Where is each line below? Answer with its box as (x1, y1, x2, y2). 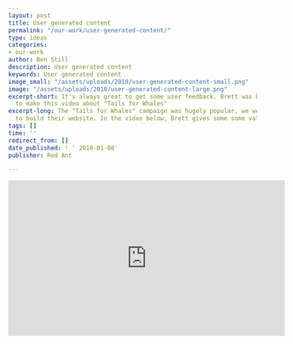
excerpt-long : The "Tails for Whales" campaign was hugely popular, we (8, 108, 249, 115)
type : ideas (8, 33, 47, 42)
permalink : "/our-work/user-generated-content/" (8, 26, 171, 34)
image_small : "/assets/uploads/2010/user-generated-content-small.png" (8, 77, 249, 85)
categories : (8, 41, 47, 49)
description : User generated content (8, 63, 133, 71)
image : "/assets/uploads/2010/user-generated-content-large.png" (8, 85, 227, 93)
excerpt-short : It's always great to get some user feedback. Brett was (8, 93, 253, 100)
